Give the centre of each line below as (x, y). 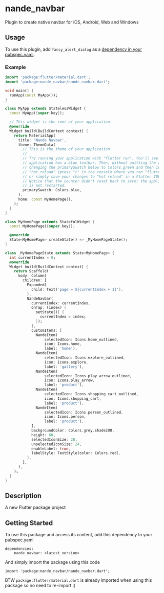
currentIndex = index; (63, 317)
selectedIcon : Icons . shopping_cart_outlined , (91, 394)
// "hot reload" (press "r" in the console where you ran (83, 172)
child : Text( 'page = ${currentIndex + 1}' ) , (77, 289)
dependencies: (20, 549)
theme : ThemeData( (37, 145)
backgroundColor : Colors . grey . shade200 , (73, 431)
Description (23, 495)
